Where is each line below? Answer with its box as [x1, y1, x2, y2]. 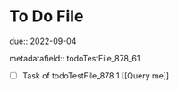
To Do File [9, 6, 84, 27]
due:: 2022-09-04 [9, 36, 77, 46]
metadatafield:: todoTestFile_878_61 [9, 53, 140, 63]
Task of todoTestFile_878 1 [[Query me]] [21, 70, 170, 81]
